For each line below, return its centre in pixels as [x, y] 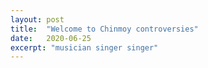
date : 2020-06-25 [51, 38]
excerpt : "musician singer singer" [84, 47]
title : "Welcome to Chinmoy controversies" [104, 29]
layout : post [37, 19]
